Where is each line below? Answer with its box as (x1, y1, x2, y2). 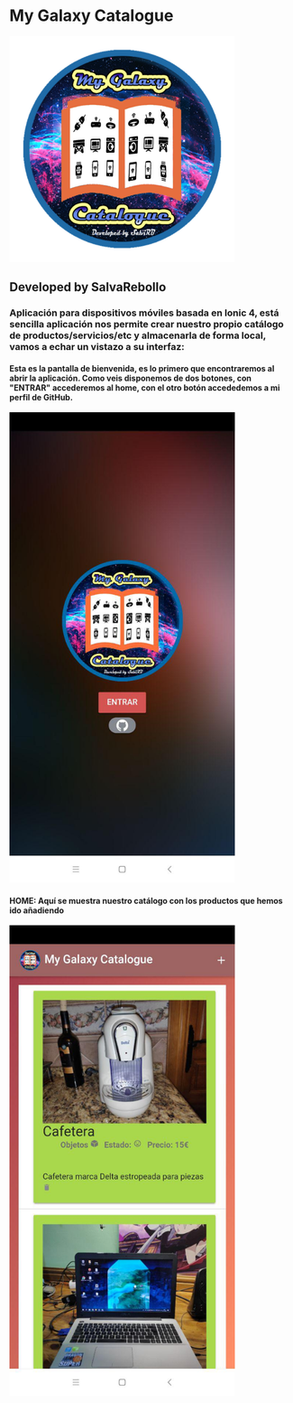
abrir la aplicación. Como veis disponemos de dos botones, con (9, 372, 252, 383)
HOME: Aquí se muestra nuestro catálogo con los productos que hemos (9, 895, 283, 906)
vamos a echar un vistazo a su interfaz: (9, 341, 185, 353)
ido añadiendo (9, 905, 65, 916)
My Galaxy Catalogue (9, 5, 174, 26)
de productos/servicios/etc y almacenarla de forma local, (9, 329, 266, 342)
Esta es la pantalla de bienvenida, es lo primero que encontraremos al (9, 363, 275, 373)
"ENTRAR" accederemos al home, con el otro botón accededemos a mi (9, 381, 280, 393)
